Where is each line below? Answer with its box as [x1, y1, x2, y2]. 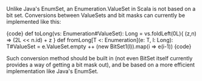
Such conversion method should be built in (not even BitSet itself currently [6, 55, 193, 62]
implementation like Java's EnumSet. [6, 68, 99, 75]
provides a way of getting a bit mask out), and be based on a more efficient [6, 61, 195, 68]
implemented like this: [6, 18, 61, 25]
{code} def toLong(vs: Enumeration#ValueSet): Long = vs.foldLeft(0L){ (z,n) [6, 30, 197, 37]
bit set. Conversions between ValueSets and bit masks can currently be [6, 12, 186, 19]
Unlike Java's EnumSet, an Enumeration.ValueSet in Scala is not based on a [6, 5, 196, 12]
